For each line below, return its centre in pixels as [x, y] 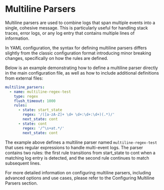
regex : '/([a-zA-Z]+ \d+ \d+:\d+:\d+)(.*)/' [69, 115]
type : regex [26, 96]
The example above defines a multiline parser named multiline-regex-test [81, 142]
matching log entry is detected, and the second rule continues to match [77, 158]
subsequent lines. [23, 163]
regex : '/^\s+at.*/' [44, 128]
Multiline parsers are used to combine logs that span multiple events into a [80, 23]
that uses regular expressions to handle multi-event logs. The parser [74, 147]
